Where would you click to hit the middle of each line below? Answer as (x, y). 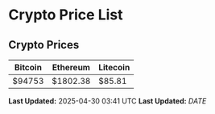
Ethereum (71, 68)
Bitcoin (28, 68)
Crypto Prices (44, 45)
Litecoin (114, 68)
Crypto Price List (66, 15)
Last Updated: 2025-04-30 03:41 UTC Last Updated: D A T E (107, 101)
